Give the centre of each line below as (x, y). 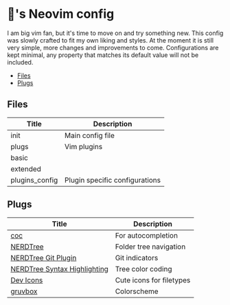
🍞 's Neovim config (61, 14)
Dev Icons (27, 280)
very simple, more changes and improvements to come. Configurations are (113, 47)
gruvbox (24, 291)
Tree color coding (143, 269)
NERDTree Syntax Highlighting (59, 269)
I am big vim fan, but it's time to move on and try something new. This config (115, 33)
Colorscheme (137, 291)
